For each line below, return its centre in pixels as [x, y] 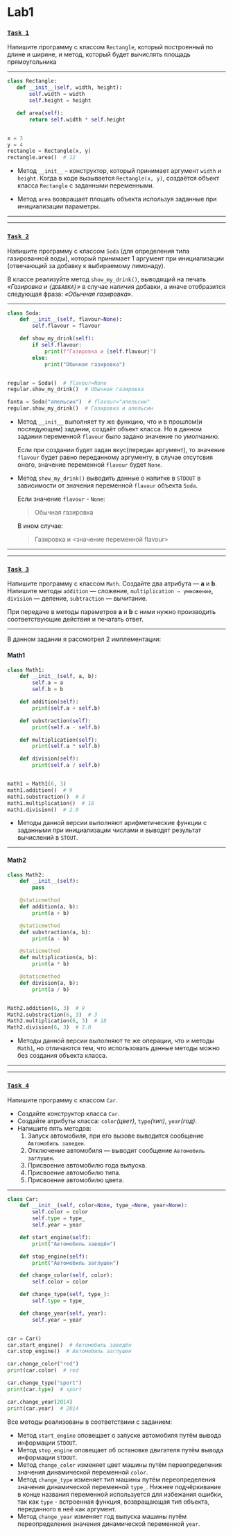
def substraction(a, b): [55, 932]
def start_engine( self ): [55, 1237]
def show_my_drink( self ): [57, 339]
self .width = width [57, 94]
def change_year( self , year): [63, 1313]
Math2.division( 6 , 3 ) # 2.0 [49, 1028]
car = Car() [24, 1338]
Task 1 [18, 33]
